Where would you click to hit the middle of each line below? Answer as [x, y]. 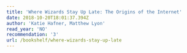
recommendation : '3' [33, 35]
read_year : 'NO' [27, 29]
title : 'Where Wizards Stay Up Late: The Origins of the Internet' [94, 12]
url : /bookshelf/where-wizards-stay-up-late [64, 40]
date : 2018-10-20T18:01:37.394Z [48, 18]
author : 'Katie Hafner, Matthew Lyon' [56, 23]
